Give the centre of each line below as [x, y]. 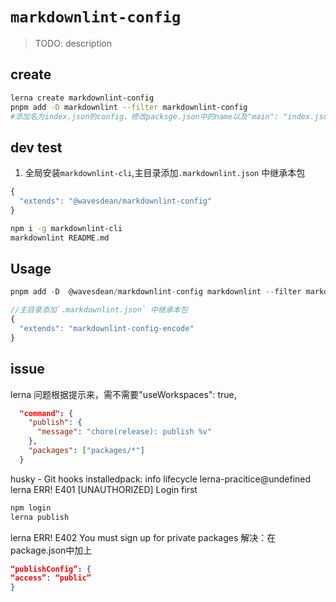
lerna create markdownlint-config [82, 98]
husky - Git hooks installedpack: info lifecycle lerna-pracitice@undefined [161, 479]
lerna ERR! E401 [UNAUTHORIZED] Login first [104, 489]
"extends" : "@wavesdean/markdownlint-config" [116, 201]
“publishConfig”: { [51, 569]
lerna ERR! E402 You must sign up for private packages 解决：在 [143, 537]
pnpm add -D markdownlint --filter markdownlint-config [129, 107]
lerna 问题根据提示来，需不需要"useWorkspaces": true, [123, 394]
